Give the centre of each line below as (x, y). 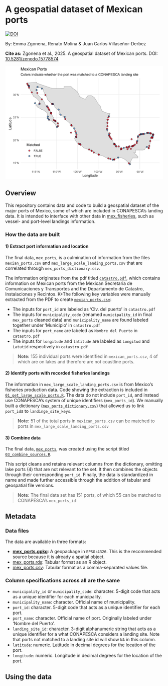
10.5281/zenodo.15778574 (32, 58)
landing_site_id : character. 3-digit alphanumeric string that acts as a (84, 629)
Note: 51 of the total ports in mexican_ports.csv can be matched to (86, 421)
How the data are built (33, 234)
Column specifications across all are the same (63, 580)
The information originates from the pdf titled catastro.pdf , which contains (83, 278)
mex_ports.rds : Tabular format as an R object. (59, 562)
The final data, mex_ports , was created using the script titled (67, 449)
